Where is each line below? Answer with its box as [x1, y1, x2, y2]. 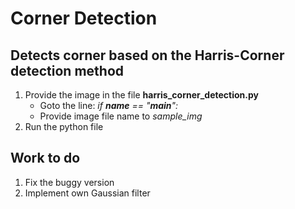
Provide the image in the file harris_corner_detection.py [24, 89, 259, 101]
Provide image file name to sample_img [39, 110, 203, 122]
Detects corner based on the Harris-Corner [10, 47, 285, 64]
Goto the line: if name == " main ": [39, 100, 179, 111]
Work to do [10, 150, 81, 167]
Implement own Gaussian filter [24, 187, 151, 199]
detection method [10, 62, 125, 79]
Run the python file [24, 121, 104, 132]
